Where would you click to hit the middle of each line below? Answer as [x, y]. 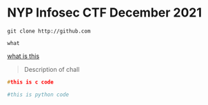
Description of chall [52, 69]
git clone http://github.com [49, 31]
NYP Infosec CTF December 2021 [104, 13]
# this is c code [30, 82]
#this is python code [38, 95]
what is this [23, 56]
